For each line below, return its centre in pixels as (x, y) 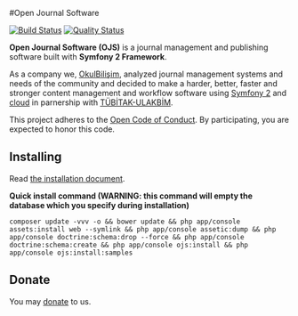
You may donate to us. (50, 301)
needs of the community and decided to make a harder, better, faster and (143, 83)
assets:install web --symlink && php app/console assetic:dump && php (143, 229)
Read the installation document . (67, 178)
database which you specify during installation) (99, 205)
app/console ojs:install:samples (71, 253)
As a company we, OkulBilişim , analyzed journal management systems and (146, 74)
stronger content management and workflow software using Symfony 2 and (148, 93)
